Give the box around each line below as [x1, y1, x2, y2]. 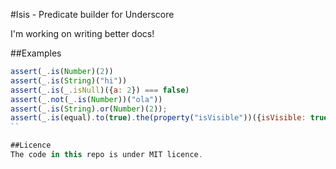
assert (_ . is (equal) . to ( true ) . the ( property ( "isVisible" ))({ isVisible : [10, 113, 307, 123]
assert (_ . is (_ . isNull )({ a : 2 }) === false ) [10, 85, 190, 95]
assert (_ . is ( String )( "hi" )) [10, 75, 128, 86]
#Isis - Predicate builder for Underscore [10, 9, 175, 20]
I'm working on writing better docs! [10, 28, 155, 39]
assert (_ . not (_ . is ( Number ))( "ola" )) [10, 94, 163, 104]
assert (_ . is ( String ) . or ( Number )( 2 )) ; [10, 104, 168, 114]
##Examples [10, 47, 62, 59]
